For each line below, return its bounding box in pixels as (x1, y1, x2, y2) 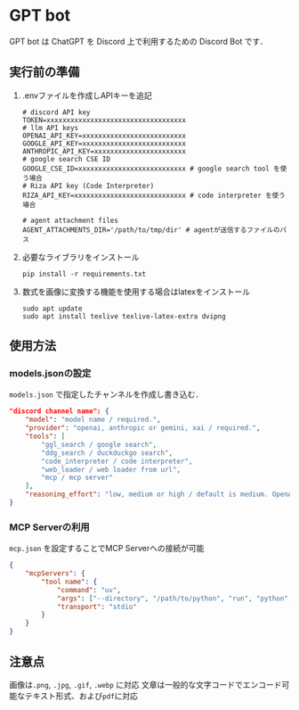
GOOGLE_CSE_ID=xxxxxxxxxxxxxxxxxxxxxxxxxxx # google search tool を (21, 164, 280, 173)
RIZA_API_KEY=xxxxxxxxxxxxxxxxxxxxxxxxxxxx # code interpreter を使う (21, 191, 287, 200)
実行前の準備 (9, 64, 80, 80)
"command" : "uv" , (56, 585, 122, 594)
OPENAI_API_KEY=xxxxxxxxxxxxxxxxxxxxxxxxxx (21, 131, 187, 140)
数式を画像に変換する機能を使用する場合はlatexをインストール (21, 286, 251, 297)
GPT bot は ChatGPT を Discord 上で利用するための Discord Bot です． (9, 36, 269, 46)
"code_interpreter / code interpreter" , (41, 457, 193, 466)
